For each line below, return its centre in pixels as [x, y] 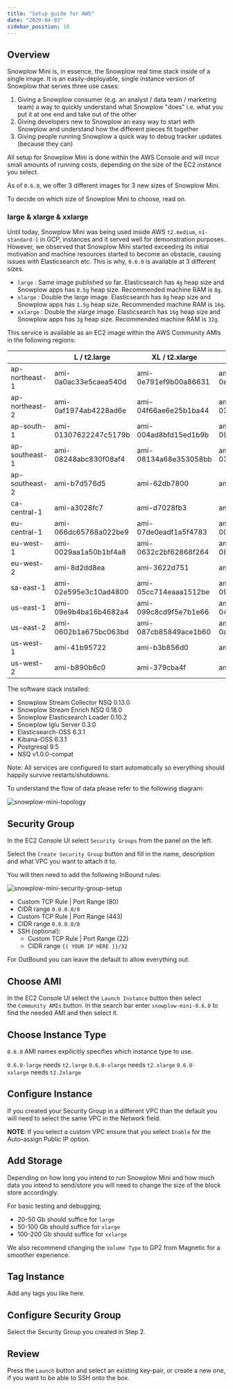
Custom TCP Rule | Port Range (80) [68, 902]
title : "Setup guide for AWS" [51, 14]
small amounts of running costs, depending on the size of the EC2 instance [114, 165]
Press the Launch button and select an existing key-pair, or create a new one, [116, 1370]
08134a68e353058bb [175, 459]
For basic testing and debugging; [54, 1206]
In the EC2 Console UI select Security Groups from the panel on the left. [110, 840]
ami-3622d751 [163, 568]
